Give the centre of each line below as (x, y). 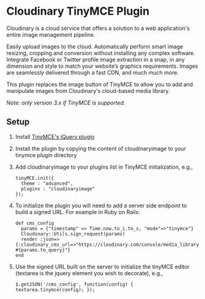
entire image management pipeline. (51, 34)
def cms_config (35, 223)
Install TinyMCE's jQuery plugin (55, 136)
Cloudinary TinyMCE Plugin (78, 11)
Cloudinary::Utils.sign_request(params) (73, 234)
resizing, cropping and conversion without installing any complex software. (101, 53)
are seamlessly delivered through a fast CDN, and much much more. (93, 72)
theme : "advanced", (47, 183)
